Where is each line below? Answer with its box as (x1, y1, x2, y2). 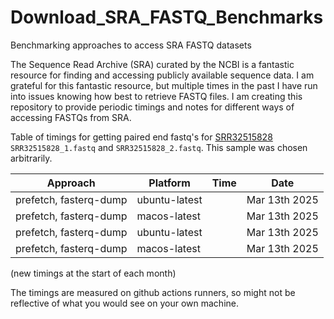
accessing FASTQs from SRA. (10, 111, 132, 123)
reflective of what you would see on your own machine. (10, 297, 240, 309)
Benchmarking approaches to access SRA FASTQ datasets (10, 39, 252, 51)
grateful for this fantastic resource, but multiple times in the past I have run (10, 79, 318, 91)
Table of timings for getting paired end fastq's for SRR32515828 (10, 131, 273, 143)
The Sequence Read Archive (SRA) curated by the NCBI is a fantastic (10, 58, 295, 70)
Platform (148, 176, 191, 190)
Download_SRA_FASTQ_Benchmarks (10, 6, 324, 29)
